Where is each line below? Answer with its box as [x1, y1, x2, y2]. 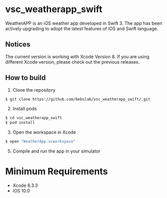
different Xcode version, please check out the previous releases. [5, 59, 140, 65]
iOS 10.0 [12, 188, 30, 193]
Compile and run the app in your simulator [12, 148, 101, 154]
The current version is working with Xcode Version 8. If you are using [5, 53, 150, 59]
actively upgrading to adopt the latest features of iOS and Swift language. [5, 25, 158, 31]
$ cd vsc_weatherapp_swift [5, 115, 62, 120]
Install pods [12, 106, 37, 112]
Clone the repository [12, 87, 56, 93]
